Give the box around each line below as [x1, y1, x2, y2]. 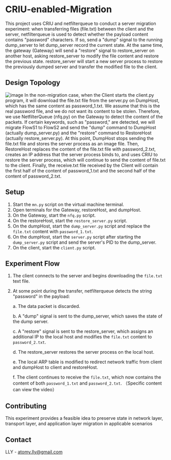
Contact [5, 435, 32, 444]
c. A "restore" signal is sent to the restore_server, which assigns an [12, 328, 154, 334]
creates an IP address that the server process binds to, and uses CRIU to [5, 151, 158, 157]
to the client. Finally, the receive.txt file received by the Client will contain [5, 162, 159, 168]
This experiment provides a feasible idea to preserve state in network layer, [5, 415, 163, 421]
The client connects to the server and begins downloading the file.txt [12, 273, 163, 279]
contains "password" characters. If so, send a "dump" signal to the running [5, 37, 163, 43]
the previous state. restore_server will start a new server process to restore [5, 58, 163, 64]
